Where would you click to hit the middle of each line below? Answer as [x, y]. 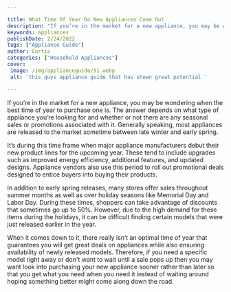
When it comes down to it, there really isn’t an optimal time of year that [107, 237]
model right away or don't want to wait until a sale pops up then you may [110, 259]
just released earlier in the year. [52, 224]
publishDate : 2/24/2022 [41, 38]
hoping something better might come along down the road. [90, 281]
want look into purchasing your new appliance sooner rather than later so [111, 267]
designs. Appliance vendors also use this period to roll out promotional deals [116, 167]
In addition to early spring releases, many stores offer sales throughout [108, 188]
